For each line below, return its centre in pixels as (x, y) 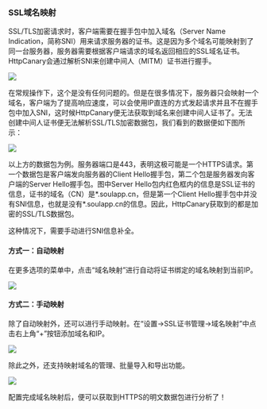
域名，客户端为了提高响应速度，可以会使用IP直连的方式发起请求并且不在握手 (133, 103)
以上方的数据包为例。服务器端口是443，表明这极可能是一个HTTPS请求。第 (131, 164)
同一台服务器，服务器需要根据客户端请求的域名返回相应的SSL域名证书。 (126, 51)
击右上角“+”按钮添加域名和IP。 (59, 333)
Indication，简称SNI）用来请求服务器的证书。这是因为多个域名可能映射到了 (131, 41)
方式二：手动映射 (36, 304)
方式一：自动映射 (36, 250)
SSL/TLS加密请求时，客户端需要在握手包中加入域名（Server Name (117, 31)
